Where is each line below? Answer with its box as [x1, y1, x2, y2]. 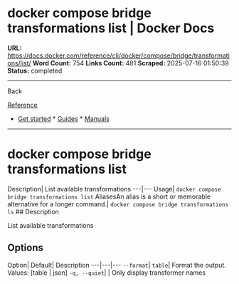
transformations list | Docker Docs [7, 20, 215, 36]
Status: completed [7, 66, 63, 75]
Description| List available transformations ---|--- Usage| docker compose [7, 184, 222, 193]
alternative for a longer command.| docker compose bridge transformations [7, 199, 229, 208]
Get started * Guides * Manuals [17, 114, 110, 122]
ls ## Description [7, 207, 59, 216]
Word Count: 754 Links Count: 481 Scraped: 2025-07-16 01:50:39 [32, 58, 229, 67]
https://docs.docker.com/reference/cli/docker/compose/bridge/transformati [7, 51, 230, 60]
